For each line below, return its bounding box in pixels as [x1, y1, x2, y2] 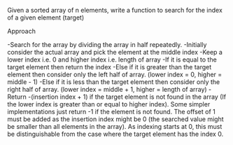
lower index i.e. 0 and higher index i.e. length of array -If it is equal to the [7, 55, 217, 64]
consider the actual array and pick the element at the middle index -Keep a [7, 48, 223, 56]
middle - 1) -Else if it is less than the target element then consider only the [7, 78, 220, 86]
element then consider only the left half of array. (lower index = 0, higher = [7, 70, 223, 78]
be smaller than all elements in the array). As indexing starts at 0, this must [7, 123, 223, 130]
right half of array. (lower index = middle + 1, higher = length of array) [7, 85, 208, 93]
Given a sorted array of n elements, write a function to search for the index [7, 6, 223, 14]
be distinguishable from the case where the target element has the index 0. [7, 130, 224, 138]
